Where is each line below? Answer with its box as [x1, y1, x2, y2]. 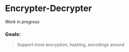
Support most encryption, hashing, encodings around [17, 42, 125, 48]
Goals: [5, 31, 21, 38]
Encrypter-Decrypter [5, 3, 92, 14]
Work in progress [5, 19, 40, 25]
